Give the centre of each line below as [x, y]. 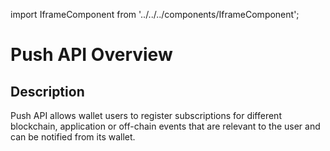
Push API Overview [91, 55]
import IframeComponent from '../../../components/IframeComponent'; [155, 14]
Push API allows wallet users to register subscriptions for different [146, 115]
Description [47, 91]
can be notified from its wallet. [73, 137]
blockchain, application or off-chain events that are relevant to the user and [165, 126]
